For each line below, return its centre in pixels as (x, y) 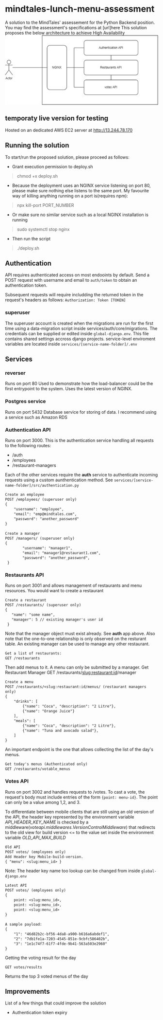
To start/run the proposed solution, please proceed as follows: (67, 157)
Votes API (17, 781)
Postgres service (25, 401)
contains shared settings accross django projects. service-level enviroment (80, 339)
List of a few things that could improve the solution (56, 1003)
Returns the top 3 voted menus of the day (47, 976)
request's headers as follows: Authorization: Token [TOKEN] (65, 300)
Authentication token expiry (40, 1013)
